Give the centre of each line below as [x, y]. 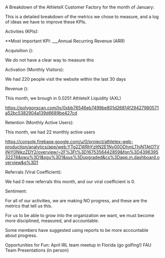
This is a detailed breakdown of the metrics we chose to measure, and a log [82, 16]
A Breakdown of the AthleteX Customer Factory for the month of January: [80, 7]
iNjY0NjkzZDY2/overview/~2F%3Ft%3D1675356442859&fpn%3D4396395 [82, 152]
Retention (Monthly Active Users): [39, 122]
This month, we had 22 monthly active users [50, 132]
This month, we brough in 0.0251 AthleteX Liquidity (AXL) [63, 98]
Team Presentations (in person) [37, 250]
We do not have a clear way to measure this [50, 60]
